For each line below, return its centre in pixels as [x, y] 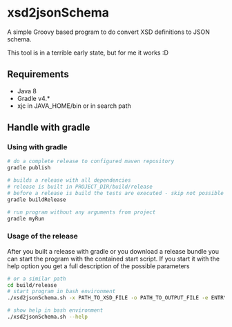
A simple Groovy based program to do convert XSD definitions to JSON [109, 32]
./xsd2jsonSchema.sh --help [48, 317]
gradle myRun [26, 218]
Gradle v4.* [33, 98]
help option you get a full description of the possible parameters [98, 266]
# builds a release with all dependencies [69, 180]
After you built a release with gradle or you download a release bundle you [113, 251]
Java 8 [27, 91]
